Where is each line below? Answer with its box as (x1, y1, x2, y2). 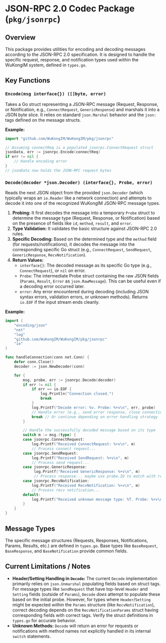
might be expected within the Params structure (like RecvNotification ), (12, 601, 155, 607)
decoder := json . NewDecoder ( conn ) (14, 364, 85, 369)
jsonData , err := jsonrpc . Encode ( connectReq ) (5, 149, 100, 155)
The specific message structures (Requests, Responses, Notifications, (5, 537, 148, 543)
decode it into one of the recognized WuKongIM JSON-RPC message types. (5, 200, 161, 206)
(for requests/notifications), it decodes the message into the (12, 241, 135, 247)
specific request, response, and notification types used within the (5, 57, 139, 62)
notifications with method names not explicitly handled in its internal (12, 628, 151, 634)
